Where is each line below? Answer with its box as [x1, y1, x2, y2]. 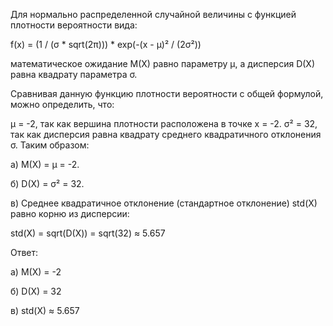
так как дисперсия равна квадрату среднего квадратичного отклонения [10, 129, 322, 140]
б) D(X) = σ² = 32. [10, 178, 85, 189]
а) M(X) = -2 [10, 266, 62, 278]
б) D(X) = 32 [10, 285, 62, 297]
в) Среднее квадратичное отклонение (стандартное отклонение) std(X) [10, 197, 318, 209]
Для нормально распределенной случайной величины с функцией [10, 9, 297, 20]
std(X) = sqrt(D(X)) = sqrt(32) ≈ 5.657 [10, 227, 166, 239]
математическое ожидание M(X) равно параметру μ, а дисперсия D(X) [10, 58, 316, 69]
